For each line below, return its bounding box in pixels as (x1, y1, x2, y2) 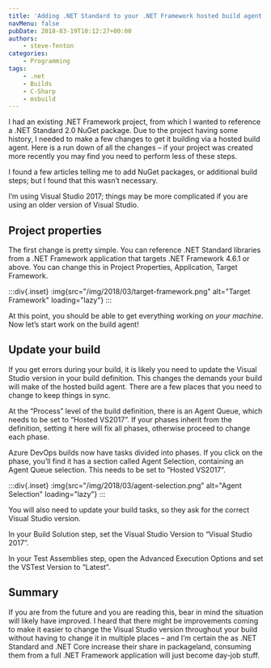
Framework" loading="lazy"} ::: (8, 295, 112, 305)
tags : (8, 65, 27, 73)
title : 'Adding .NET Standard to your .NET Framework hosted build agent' (8, 11, 266, 20)
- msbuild (23, 95, 57, 103)
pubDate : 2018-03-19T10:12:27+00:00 (8, 27, 132, 35)
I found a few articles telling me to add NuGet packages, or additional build (8, 167, 257, 177)
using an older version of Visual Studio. (8, 200, 139, 210)
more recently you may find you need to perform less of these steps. (8, 152, 238, 161)
